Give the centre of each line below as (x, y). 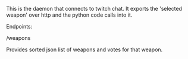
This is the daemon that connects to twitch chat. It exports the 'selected (94, 9)
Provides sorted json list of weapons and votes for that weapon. (84, 49)
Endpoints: (19, 27)
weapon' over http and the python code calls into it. (69, 15)
